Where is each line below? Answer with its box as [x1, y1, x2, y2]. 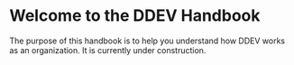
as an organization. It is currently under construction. [9, 44, 207, 55]
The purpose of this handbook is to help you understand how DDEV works [9, 35, 286, 46]
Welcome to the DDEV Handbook [9, 5, 261, 26]
